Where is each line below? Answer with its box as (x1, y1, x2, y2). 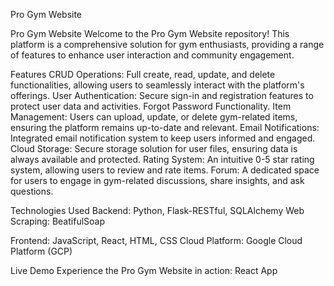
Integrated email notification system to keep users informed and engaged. (10, 132, 316, 144)
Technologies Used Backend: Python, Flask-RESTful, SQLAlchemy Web (10, 205, 305, 216)
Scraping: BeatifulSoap (10, 215, 105, 227)
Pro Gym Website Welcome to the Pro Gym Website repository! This (10, 28, 290, 39)
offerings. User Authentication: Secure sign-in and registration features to (10, 90, 314, 101)
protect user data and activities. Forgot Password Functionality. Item (10, 100, 292, 112)
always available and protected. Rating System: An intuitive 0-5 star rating (10, 154, 315, 165)
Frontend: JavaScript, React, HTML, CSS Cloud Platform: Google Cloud (10, 235, 303, 246)
